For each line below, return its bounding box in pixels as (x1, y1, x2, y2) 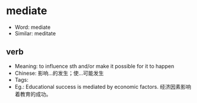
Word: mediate (14, 24, 51, 31)
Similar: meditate (14, 29, 56, 36)
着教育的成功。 (14, 90, 51, 98)
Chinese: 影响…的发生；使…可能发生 (14, 69, 104, 77)
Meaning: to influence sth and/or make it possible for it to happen (14, 62, 175, 69)
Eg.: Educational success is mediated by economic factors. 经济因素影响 (14, 83, 191, 90)
